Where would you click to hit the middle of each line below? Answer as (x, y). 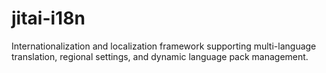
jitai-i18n (48, 18)
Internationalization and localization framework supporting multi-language (164, 46)
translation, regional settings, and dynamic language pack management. (160, 56)
